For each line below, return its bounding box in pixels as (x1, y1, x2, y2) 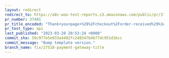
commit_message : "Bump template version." (5, 40, 95, 45)
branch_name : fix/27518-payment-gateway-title (5, 45, 104, 50)
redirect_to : (5, 12, 32, 17)
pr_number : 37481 (5, 17, 41, 22)
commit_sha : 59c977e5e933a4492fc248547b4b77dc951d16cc (5, 36, 123, 41)
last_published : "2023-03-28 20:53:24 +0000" (5, 31, 102, 36)
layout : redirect (5, 7, 41, 13)
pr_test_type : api (5, 26, 43, 31)
